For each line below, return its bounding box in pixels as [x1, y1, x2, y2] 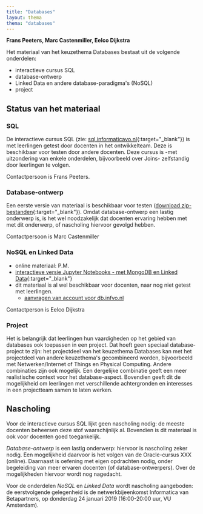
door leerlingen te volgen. [6, 161, 71, 169]
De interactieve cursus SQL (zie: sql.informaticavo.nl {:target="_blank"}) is [6, 136, 190, 143]
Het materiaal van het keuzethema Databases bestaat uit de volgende [6, 48, 181, 56]
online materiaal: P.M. [15, 262, 70, 269]
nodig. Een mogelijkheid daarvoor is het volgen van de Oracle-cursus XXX [6, 451, 192, 458]
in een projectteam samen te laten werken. [6, 386, 113, 393]
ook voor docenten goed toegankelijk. [6, 433, 101, 440]
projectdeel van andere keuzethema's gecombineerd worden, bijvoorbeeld [6, 354, 193, 361]
